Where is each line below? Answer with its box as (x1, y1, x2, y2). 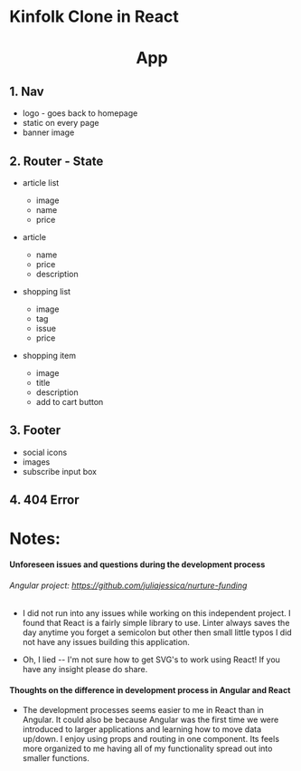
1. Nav (9, 83, 44, 99)
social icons (22, 447, 68, 458)
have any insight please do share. (22, 664, 148, 675)
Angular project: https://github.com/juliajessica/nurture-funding (9, 580, 248, 591)
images (22, 456, 51, 467)
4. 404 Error (9, 492, 80, 508)
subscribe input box (22, 466, 98, 477)
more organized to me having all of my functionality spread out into (22, 743, 273, 754)
